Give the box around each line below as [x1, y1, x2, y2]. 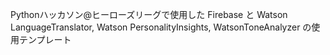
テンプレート [18, 34, 72, 45]
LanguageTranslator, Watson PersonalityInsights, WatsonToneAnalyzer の [10, 21, 312, 33]
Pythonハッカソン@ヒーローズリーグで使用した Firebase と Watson [10, 9, 288, 20]
